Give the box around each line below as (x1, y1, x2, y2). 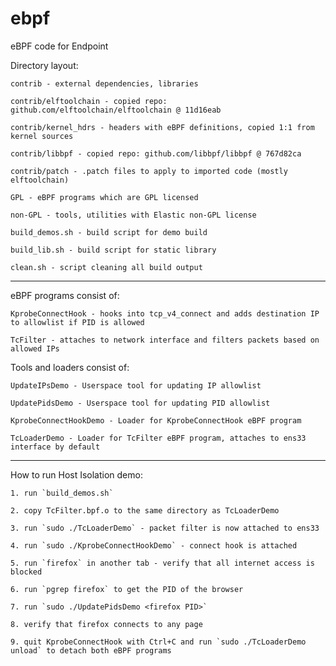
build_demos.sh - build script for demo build (10, 227, 208, 237)
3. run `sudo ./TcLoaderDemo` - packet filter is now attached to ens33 (10, 523, 320, 533)
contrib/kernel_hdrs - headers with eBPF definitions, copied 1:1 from (10, 122, 315, 132)
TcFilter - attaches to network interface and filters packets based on (10, 335, 320, 345)
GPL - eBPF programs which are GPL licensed (10, 192, 199, 202)
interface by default (10, 442, 101, 452)
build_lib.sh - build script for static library (10, 245, 217, 255)
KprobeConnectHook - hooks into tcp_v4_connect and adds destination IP (10, 308, 320, 319)
